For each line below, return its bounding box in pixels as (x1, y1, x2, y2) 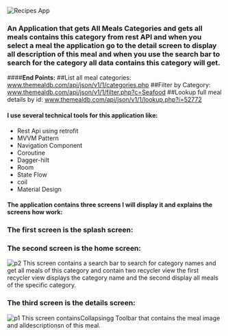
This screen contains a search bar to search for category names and (23, 259, 217, 267)
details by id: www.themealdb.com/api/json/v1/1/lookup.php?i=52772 (7, 96, 202, 104)
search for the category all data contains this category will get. (7, 58, 220, 67)
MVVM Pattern (16, 134, 60, 142)
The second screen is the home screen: (7, 243, 142, 253)
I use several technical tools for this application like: (7, 111, 158, 120)
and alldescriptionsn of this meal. (7, 321, 101, 329)
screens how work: (7, 208, 63, 216)
